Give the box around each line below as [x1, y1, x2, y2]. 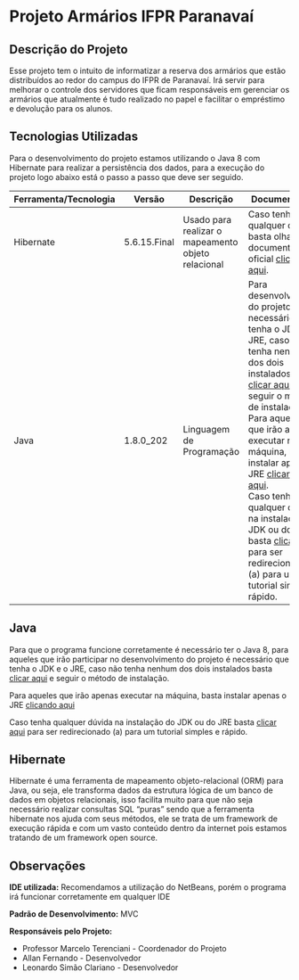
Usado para [182, 213, 232, 226]
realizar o [182, 225, 222, 237]
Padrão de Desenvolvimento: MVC [9, 909, 139, 919]
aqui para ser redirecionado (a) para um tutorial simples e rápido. [9, 726, 248, 737]
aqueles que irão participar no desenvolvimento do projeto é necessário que [9, 654, 289, 664]
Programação [182, 445, 240, 457]
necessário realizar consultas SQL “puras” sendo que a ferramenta [9, 804, 255, 815]
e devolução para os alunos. [9, 103, 113, 113]
